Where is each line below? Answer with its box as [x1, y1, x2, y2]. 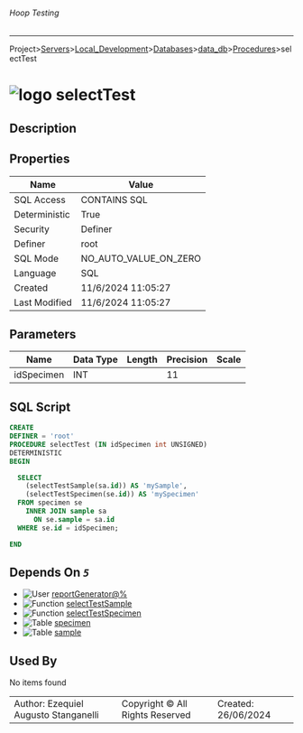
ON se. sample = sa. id [32, 515, 115, 524]
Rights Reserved [121, 709, 191, 721]
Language [14, 266, 57, 279]
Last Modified [14, 296, 72, 309]
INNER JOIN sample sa [25, 506, 106, 516]
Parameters [9, 326, 77, 342]
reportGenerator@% [50, 589, 128, 599]
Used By [9, 653, 58, 668]
